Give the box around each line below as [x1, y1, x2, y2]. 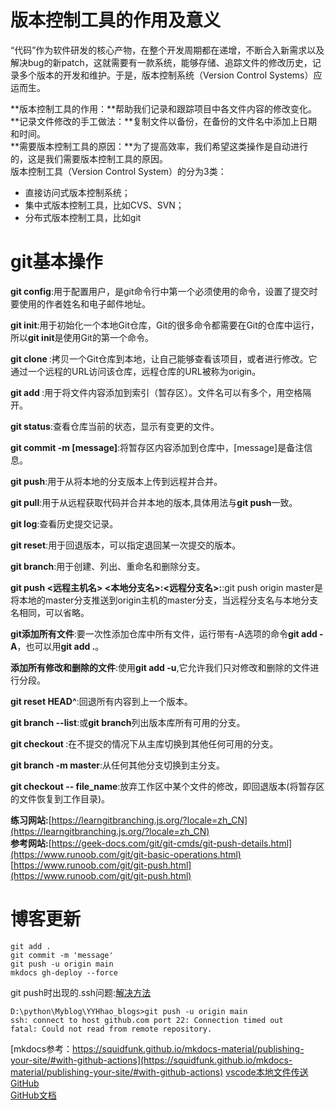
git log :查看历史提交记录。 [10, 517, 119, 530]
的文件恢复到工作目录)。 [10, 792, 111, 805]
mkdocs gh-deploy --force [10, 967, 118, 978]
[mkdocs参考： [10, 1042, 73, 1055]
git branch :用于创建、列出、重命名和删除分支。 [10, 560, 206, 572]
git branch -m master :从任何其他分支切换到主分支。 [10, 759, 225, 771]
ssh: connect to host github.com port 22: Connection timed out [10, 1015, 284, 1025]
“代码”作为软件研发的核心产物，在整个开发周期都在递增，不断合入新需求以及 [10, 44, 325, 56]
